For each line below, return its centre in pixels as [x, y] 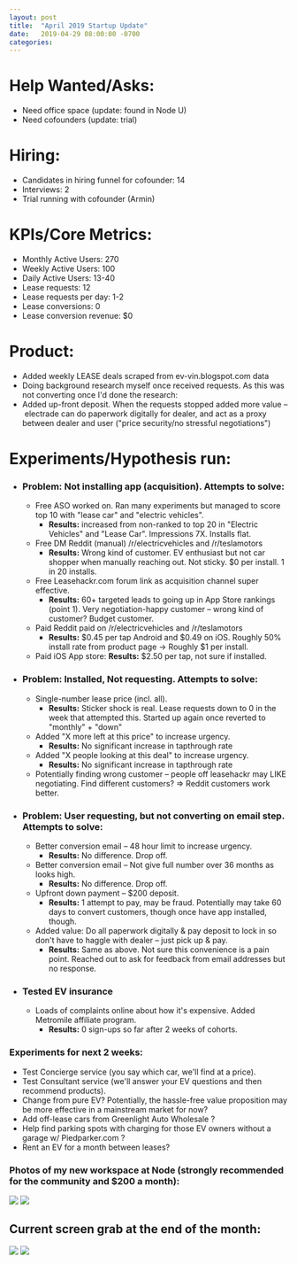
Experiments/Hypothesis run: [120, 459]
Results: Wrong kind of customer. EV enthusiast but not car [156, 553]
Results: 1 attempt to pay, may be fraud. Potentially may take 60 [165, 903]
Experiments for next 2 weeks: [76, 1052]
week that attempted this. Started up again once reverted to [157, 717]
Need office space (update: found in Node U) [104, 111]
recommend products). [64, 1090]
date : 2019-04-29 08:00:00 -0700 [75, 34]
